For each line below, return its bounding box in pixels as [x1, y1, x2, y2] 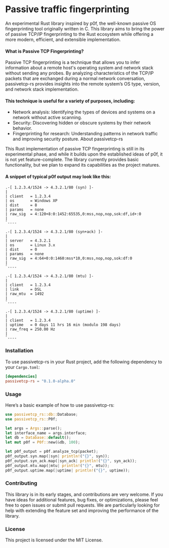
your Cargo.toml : [5, 364, 40, 370]
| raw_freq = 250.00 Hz [5, 327, 56, 332]
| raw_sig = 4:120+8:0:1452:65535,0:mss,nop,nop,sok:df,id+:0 [5, 211, 142, 216]
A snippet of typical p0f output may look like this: [5, 173, 111, 179]
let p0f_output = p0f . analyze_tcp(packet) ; [5, 449, 99, 454]
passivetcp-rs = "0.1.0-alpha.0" [5, 378, 76, 383]
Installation [5, 347, 34, 354]
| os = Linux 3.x [5, 242, 56, 248]
